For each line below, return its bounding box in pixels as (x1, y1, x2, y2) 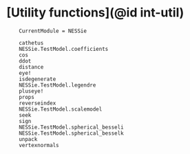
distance (19, 63, 44, 70)
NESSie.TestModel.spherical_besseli (19, 124, 125, 131)
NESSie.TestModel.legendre (19, 81, 96, 89)
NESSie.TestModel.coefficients (19, 45, 109, 52)
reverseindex (19, 100, 56, 107)
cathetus (19, 39, 44, 46)
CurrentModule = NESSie (19, 27, 87, 34)
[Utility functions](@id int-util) (6, 5, 184, 21)
